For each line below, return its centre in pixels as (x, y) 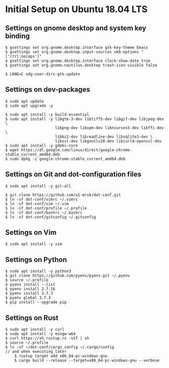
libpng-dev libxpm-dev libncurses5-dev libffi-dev (110, 128)
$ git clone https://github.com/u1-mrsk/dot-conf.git (63, 195)
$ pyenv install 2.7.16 (30, 289)
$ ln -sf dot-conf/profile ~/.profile (46, 208)
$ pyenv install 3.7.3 (29, 294)
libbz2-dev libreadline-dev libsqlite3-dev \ (104, 137)
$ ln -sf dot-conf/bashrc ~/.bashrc (44, 213)
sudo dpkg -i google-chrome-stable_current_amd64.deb (68, 159)
